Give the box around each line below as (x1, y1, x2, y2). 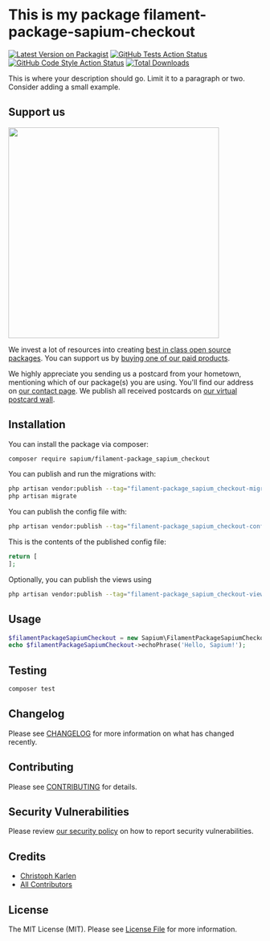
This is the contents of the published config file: (8, 537, 166, 547)
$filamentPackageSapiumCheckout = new (8, 634, 138, 642)
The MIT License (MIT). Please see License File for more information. (8, 924, 237, 934)
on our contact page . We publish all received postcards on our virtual (8, 386, 238, 395)
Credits (8, 849, 47, 863)
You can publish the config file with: (8, 507, 127, 517)
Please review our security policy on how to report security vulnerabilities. (8, 827, 254, 836)
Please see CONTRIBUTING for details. (8, 782, 138, 791)
